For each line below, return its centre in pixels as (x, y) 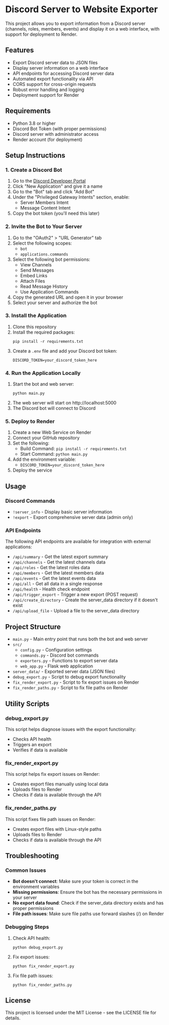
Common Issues (26, 870)
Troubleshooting (32, 856)
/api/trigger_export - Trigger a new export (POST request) (75, 595)
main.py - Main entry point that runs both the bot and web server (80, 639)
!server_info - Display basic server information (62, 512)
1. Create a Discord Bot (34, 170)
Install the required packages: (44, 332)
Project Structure (33, 627)
